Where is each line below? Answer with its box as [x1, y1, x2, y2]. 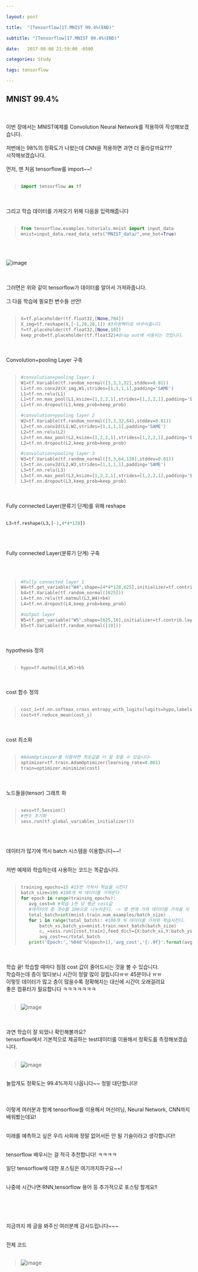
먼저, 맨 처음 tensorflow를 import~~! [6, 165, 93, 172]
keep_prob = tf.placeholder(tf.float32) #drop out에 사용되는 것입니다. [20, 332, 184, 339]
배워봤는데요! [6, 1114, 37, 1121]
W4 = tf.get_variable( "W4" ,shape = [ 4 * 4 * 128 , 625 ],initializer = [20, 585, 169, 590]
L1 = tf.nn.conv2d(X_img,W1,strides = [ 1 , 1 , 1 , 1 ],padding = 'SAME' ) [20, 385, 174, 391]
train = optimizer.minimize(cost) [20, 765, 100, 771]
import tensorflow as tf [20, 183, 82, 189]
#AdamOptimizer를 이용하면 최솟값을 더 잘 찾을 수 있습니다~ [20, 754, 152, 760]
